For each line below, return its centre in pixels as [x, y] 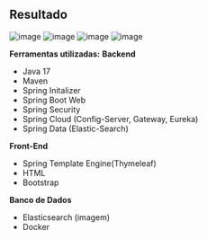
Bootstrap [40, 182]
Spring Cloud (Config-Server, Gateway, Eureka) [110, 119]
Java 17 [36, 71]
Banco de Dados [40, 199]
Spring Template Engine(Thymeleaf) [90, 163]
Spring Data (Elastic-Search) [75, 128]
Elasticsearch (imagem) [66, 217]
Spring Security [51, 109]
